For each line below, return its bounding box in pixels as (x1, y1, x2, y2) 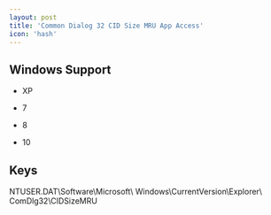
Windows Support (9, 62, 112, 77)
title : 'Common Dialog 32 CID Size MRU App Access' (9, 21, 204, 30)
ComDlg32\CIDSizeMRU (9, 196, 97, 206)
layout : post (9, 12, 58, 22)
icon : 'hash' (9, 29, 58, 38)
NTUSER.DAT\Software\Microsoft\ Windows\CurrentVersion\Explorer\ (9, 187, 263, 196)
